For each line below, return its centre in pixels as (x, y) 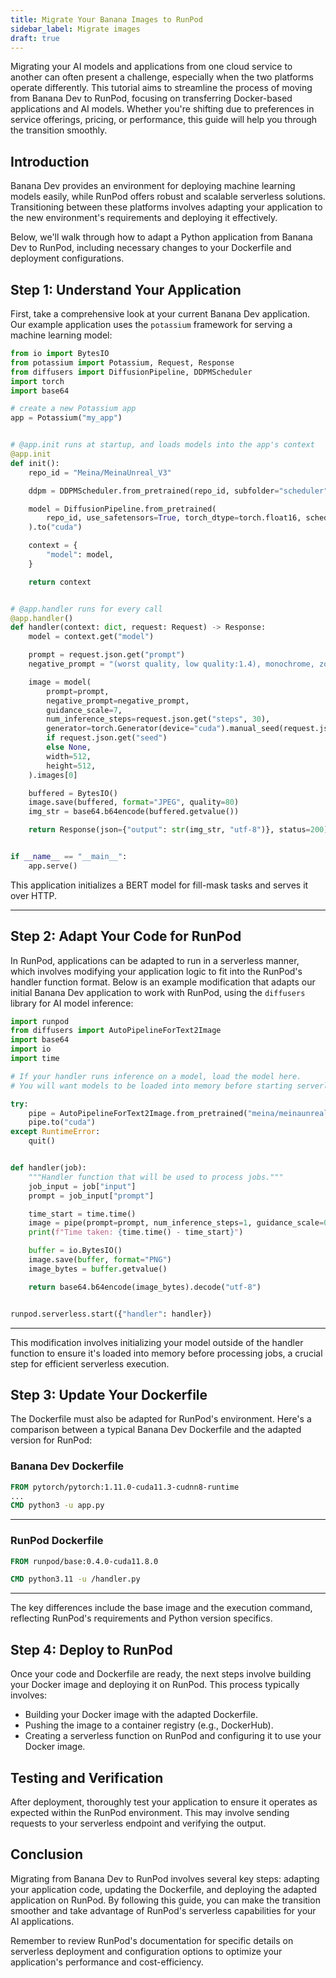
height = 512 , (71, 766)
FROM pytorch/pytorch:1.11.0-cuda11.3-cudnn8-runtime (125, 1487)
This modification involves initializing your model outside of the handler (157, 1342)
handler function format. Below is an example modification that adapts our (163, 982)
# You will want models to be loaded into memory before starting (151, 1086)
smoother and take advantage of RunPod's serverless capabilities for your (163, 1910)
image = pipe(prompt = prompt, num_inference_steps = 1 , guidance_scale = (176, 1223)
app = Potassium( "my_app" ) (66, 418)
